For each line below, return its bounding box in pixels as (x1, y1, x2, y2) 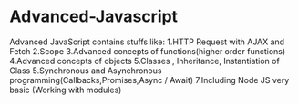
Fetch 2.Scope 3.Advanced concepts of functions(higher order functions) (9, 45, 286, 56)
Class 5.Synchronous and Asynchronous (9, 65, 162, 76)
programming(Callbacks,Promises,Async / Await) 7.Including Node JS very (9, 74, 290, 85)
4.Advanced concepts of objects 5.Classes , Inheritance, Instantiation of (9, 55, 280, 66)
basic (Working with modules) (9, 84, 122, 95)
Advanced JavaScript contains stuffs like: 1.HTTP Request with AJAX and (9, 36, 285, 47)
